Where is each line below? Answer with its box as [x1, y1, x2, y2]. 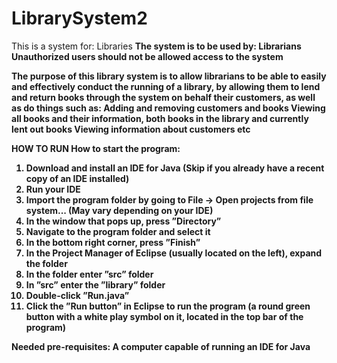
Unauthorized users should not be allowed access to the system [11, 50, 284, 62]
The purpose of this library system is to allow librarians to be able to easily [11, 70, 327, 82]
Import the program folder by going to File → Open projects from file [25, 193, 314, 206]
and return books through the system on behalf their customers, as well [11, 91, 316, 103]
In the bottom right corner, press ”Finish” [25, 236, 201, 248]
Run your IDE [25, 183, 81, 195]
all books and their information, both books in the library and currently [11, 112, 309, 124]
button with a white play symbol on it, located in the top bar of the [25, 310, 304, 322]
